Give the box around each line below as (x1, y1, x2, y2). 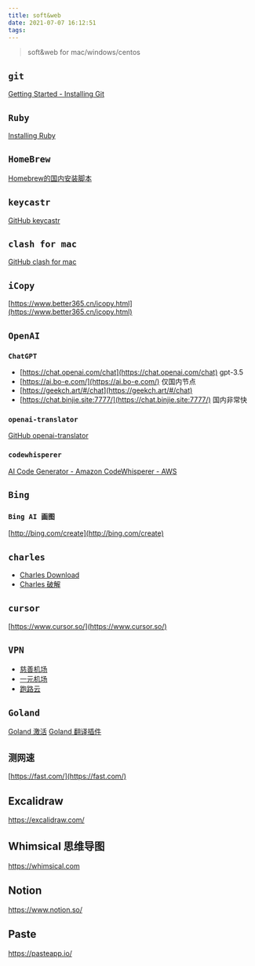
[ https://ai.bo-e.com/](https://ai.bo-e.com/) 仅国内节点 (19, 376, 196, 386)
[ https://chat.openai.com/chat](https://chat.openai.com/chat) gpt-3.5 (19, 367, 244, 377)
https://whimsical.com (8, 861, 80, 870)
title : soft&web (8, 11, 61, 20)
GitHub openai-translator (8, 431, 89, 441)
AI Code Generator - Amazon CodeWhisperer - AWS (8, 467, 177, 476)
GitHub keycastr (8, 215, 60, 225)
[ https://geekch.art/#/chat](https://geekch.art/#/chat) (19, 386, 193, 395)
